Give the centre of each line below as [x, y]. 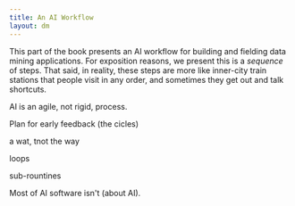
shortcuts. [28, 89]
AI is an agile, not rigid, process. [68, 106]
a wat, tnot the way [45, 141]
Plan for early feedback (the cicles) [74, 124]
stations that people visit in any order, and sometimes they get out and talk [147, 79]
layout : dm [29, 26]
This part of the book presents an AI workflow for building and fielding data [147, 51]
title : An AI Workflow [51, 17]
